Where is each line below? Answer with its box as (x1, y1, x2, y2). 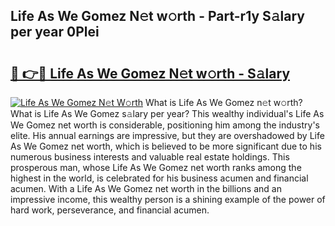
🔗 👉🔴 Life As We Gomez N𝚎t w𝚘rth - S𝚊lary (10, 65, 291, 82)
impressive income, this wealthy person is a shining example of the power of (10, 194, 326, 205)
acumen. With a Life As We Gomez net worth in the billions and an (10, 183, 282, 194)
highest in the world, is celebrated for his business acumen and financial (10, 172, 309, 184)
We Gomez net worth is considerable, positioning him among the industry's (10, 119, 321, 131)
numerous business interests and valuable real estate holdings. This (10, 151, 290, 163)
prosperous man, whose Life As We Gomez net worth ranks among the (10, 162, 302, 173)
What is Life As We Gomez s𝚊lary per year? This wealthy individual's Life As (10, 108, 325, 119)
